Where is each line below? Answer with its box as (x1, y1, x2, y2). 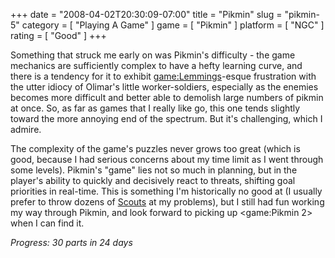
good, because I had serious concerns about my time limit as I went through (10, 154, 324, 165)
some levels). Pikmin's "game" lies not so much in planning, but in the (10, 164, 298, 176)
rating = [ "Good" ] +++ (10, 30, 107, 41)
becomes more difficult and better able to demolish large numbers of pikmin (10, 92, 324, 103)
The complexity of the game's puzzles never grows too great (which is (10, 143, 301, 154)
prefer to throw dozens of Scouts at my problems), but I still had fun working (10, 196, 325, 208)
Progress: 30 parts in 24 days (10, 237, 133, 248)
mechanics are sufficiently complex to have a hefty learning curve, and (10, 60, 303, 71)
